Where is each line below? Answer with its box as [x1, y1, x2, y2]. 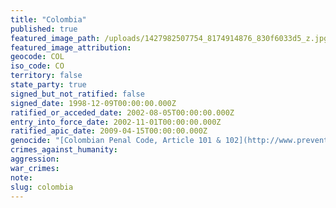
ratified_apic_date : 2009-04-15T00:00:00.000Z [10, 126, 208, 136]
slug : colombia [10, 182, 74, 192]
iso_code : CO [10, 61, 65, 71]
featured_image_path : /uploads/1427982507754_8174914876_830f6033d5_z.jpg [10, 33, 329, 43]
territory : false [10, 71, 83, 81]
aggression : [10, 154, 60, 164]
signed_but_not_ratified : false [10, 89, 145, 99]
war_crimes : [10, 163, 60, 173]
